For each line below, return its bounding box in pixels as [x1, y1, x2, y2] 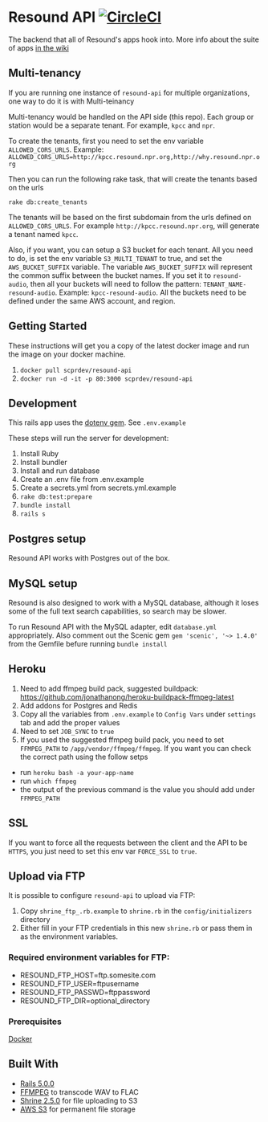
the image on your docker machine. [8, 349, 126, 359]
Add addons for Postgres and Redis [19, 700, 138, 710]
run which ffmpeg [19, 776, 77, 785]
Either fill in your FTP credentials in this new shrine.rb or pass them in [19, 924, 253, 933]
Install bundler [19, 458, 67, 467]
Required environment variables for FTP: [8, 952, 170, 963]
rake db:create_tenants [8, 198, 88, 206]
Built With [8, 1057, 59, 1071]
